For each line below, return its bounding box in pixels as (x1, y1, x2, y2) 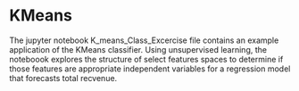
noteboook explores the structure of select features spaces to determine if (9, 54, 284, 64)
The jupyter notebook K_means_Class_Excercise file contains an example (9, 35, 279, 45)
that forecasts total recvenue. (9, 72, 118, 83)
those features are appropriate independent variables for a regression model (9, 63, 291, 74)
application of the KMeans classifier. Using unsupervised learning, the (9, 44, 268, 54)
